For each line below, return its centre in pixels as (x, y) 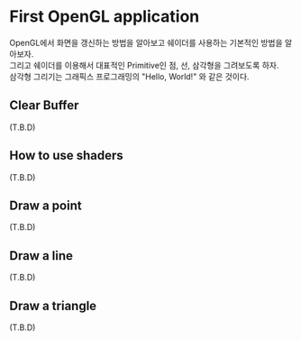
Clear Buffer (44, 106)
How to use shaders (66, 156)
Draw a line (41, 256)
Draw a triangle (53, 305)
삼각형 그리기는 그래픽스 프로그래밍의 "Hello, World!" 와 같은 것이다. (129, 76)
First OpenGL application (105, 17)
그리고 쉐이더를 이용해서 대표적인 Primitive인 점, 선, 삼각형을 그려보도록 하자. (144, 65)
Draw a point (46, 205)
